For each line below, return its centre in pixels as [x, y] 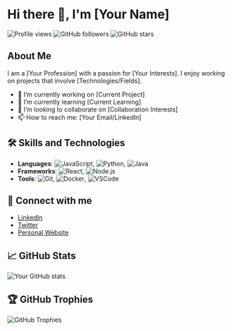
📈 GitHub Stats [42, 256]
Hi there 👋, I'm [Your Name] [88, 14]
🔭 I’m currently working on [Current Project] [81, 94]
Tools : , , [52, 179]
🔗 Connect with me [50, 200]
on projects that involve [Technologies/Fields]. [75, 80]
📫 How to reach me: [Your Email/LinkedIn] [79, 117]
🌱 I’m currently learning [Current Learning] [79, 102]
